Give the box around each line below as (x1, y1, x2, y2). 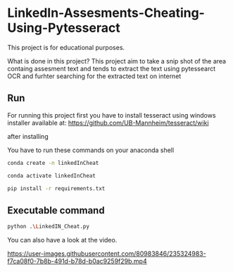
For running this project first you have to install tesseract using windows (7, 111, 216, 119)
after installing (7, 132, 49, 140)
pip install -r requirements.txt (7, 185, 106, 192)
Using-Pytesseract (7, 20, 121, 36)
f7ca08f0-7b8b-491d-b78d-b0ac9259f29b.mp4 (7, 257, 147, 266)
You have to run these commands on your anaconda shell (7, 146, 175, 154)
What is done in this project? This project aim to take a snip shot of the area (7, 56, 227, 65)
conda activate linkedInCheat (7, 172, 96, 179)
